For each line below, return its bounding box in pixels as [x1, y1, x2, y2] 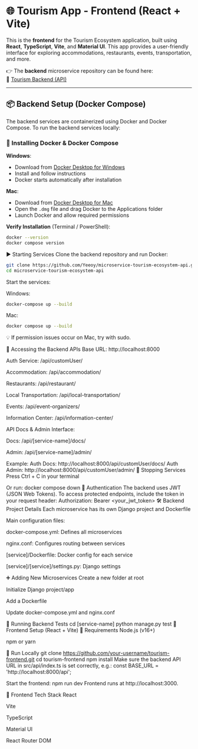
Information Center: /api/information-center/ [6, 415, 114, 422]
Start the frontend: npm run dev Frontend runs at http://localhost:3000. [6, 680, 179, 687]
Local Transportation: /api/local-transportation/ [6, 392, 121, 399]
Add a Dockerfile [6, 598, 47, 605]
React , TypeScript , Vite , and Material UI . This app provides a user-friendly [6, 43, 189, 50]
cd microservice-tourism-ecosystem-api [6, 268, 104, 273]
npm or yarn [6, 638, 37, 645]
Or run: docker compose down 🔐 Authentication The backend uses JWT [6, 484, 181, 491]
